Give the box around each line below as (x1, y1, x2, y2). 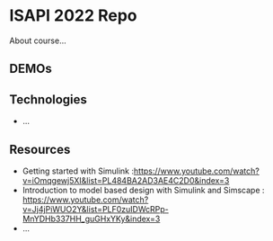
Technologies (9, 92, 88, 107)
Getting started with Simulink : (22, 165, 135, 176)
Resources (9, 141, 71, 157)
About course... (9, 35, 67, 46)
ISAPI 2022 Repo (9, 5, 137, 26)
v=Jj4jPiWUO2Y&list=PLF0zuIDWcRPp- (22, 203, 169, 214)
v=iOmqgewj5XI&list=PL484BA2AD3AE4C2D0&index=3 (22, 174, 230, 185)
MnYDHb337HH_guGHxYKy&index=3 (22, 213, 161, 224)
